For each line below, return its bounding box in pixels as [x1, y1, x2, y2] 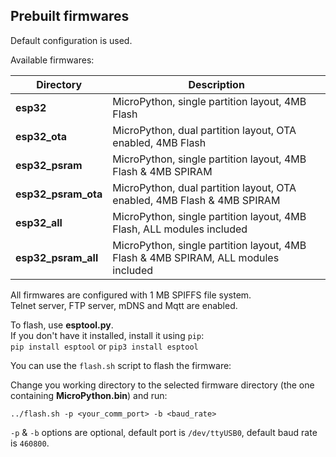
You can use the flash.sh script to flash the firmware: [10, 359, 232, 371]
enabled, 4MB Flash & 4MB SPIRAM [112, 193, 281, 207]
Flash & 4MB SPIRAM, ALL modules [112, 250, 280, 264]
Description [188, 77, 245, 91]
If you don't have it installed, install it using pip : [10, 329, 205, 341]
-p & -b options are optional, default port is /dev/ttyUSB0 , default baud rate [10, 426, 318, 438]
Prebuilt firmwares [10, 8, 130, 25]
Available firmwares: [10, 54, 95, 66]
